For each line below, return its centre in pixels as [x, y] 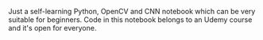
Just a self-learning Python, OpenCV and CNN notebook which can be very [132, 11]
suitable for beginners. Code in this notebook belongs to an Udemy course [130, 20]
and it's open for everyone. [52, 28]
